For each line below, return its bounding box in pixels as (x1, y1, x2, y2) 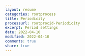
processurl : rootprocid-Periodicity (5, 20, 80, 26)
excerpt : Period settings (5, 25, 58, 30)
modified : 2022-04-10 (5, 35, 50, 39)
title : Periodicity (5, 16, 45, 21)
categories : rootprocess (5, 12, 56, 17)
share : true (5, 43, 29, 48)
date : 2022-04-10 (5, 30, 41, 35)
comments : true (5, 39, 36, 44)
